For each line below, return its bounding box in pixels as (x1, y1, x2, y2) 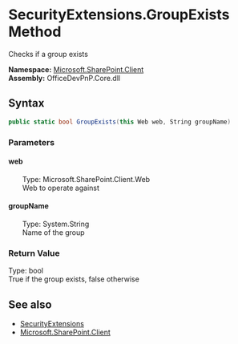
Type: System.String (22, 219, 90, 229)
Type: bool (8, 266, 44, 276)
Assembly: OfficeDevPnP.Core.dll (8, 73, 121, 83)
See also (8, 297, 52, 311)
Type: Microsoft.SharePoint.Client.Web (22, 174, 151, 184)
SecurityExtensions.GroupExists (8, 6, 230, 24)
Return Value (8, 247, 60, 258)
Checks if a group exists (8, 49, 88, 59)
